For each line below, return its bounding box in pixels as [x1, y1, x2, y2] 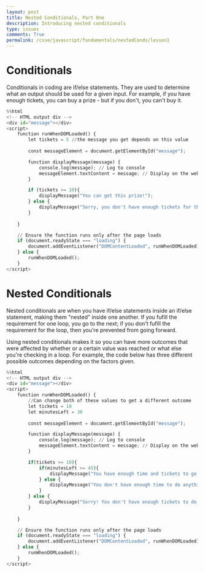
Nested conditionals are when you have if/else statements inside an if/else [6, 307, 192, 314]
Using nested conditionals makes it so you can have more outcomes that [6, 338, 188, 345]
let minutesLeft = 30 [28, 409, 83, 415]
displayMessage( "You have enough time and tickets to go [49, 471, 197, 477]
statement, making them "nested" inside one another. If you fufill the [6, 313, 177, 321]
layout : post [6, 9, 39, 15]
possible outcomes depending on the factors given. [6, 357, 135, 365]
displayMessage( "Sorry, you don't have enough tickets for [38, 204, 191, 210]
